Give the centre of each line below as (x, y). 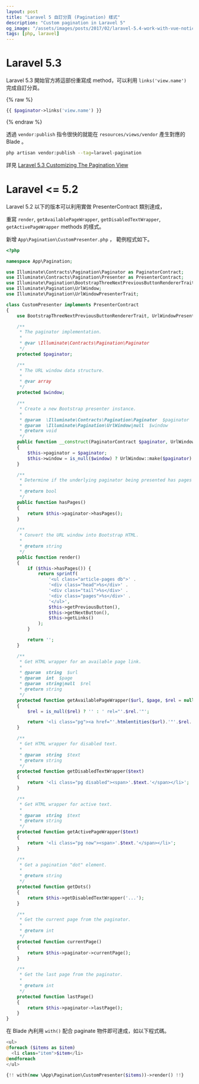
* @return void (38, 431)
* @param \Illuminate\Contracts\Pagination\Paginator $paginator (104, 420)
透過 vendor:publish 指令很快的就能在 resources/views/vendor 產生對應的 (96, 134)
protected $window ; (41, 393)
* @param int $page (46, 678)
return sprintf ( (58, 574)
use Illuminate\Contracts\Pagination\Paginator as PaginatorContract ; (95, 272)
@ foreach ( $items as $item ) (41, 1048)
